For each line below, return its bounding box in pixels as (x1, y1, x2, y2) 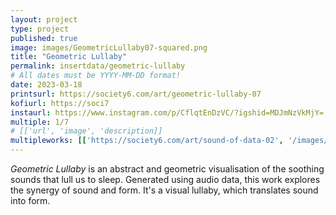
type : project (10, 24, 70, 34)
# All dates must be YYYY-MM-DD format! (10, 71, 182, 81)
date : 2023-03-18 (10, 80, 83, 90)
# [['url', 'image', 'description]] (10, 126, 163, 136)
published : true (10, 33, 78, 43)
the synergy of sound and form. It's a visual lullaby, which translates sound (10, 184, 319, 196)
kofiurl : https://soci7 (10, 98, 110, 108)
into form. (10, 195, 51, 206)
